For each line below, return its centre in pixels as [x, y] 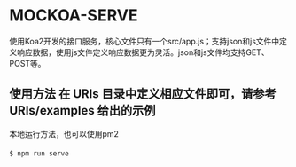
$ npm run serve [39, 154]
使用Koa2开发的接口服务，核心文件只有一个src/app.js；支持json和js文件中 [144, 41]
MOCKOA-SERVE [74, 16]
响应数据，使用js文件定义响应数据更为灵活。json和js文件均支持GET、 [143, 52]
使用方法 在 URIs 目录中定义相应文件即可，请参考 [143, 94]
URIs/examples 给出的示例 [82, 111]
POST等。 [27, 63]
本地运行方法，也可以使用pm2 [64, 133]
